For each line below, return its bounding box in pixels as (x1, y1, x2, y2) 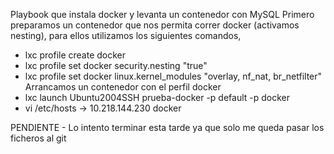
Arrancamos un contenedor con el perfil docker (24, 81, 222, 93)
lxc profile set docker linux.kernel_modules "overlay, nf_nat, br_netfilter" (24, 70, 323, 82)
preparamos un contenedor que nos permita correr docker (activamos (10, 19, 300, 31)
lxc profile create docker (24, 49, 127, 61)
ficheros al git (10, 132, 67, 144)
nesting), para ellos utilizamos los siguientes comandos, (10, 30, 242, 41)
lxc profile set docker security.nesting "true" (24, 60, 208, 71)
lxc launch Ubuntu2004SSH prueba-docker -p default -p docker (24, 92, 291, 103)
